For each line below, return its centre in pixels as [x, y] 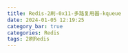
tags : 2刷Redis [28, 39]
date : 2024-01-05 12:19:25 [46, 20]
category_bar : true [35, 26]
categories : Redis [33, 33]
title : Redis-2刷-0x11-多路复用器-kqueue [64, 13]
